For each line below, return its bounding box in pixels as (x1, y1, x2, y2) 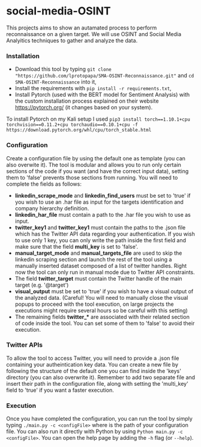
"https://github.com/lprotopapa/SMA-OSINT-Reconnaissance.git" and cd (14, 72, 194, 79)
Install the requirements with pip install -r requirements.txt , (14, 85, 172, 92)
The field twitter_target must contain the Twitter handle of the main (14, 275, 182, 282)
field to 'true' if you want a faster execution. (6, 386, 114, 394)
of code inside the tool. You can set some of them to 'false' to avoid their (14, 320, 195, 327)
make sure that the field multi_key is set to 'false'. (14, 243, 139, 250)
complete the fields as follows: (6, 180, 82, 187)
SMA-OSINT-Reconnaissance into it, (14, 78, 97, 85)
